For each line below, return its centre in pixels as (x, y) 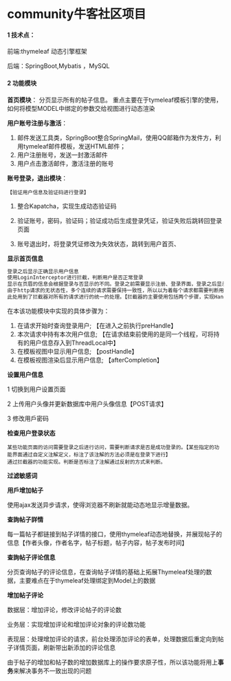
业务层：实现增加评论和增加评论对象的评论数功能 (76, 624)
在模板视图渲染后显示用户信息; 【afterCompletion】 (90, 360)
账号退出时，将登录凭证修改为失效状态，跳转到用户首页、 (98, 244)
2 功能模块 (22, 83)
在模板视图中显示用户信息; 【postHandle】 (77, 351)
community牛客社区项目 (77, 14)
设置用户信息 (25, 374)
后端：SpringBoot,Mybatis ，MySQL (58, 66)
